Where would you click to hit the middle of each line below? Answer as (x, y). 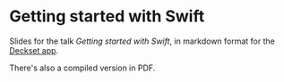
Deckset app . (34, 50)
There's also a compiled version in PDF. (82, 68)
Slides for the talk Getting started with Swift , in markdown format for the (142, 41)
